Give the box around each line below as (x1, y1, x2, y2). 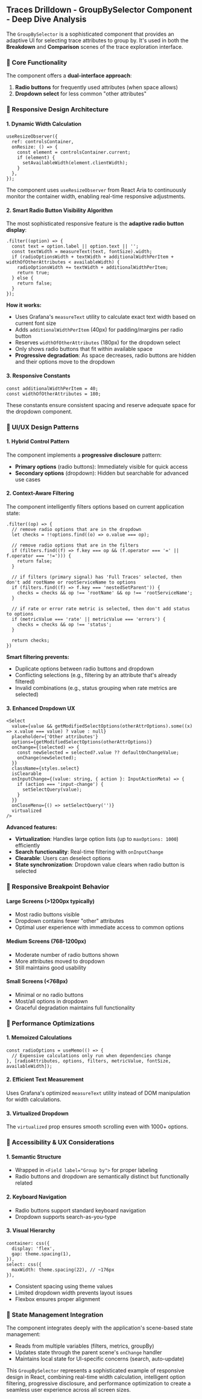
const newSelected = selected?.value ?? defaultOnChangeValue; (17, 750, 180, 756)
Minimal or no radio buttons (14, 991, 84, 999)
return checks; (11, 637, 50, 643)
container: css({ (6, 1240, 50, 1246)
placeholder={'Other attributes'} (11, 734, 98, 740)
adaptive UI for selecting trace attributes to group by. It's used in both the (6, 36, 189, 44)
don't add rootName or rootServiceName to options (6, 579, 136, 585)
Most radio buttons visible (14, 911, 80, 918)
